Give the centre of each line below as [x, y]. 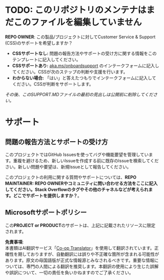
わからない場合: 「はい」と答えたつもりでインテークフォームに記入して [84, 78]
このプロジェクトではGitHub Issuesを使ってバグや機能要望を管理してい [77, 154]
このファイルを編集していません [78, 22]
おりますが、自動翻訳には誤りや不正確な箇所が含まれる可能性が [95, 254]
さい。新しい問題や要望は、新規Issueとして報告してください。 [68, 167]
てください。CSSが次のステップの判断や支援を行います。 [70, 72]
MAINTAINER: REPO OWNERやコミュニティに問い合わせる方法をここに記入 [82, 183]
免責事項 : [14, 242]
